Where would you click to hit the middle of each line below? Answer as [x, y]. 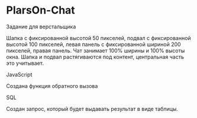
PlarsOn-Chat [41, 10]
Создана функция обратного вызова [52, 86]
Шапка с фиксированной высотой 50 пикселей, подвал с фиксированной [98, 38]
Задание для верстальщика [41, 27]
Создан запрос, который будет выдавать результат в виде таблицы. [92, 109]
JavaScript [19, 74]
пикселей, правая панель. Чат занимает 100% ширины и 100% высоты [96, 50]
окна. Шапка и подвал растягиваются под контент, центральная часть [95, 57]
